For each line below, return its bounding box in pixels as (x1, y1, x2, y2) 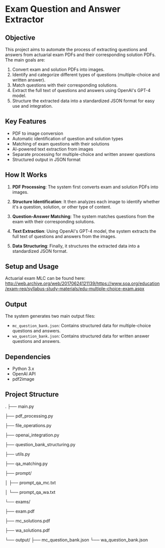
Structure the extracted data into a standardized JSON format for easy (12, 98, 155, 104)
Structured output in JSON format (12, 156, 81, 162)
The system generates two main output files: (5, 313, 96, 319)
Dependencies (5, 353, 51, 361)
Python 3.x (12, 365, 34, 372)
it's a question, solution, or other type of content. (12, 204, 111, 210)
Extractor (5, 14, 44, 25)
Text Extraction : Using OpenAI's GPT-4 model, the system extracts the (12, 228, 156, 234)
